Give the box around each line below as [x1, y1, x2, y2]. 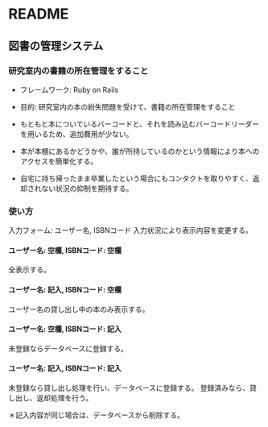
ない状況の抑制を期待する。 [41, 183, 134, 193]
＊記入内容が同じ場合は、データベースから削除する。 [8, 410, 185, 420]
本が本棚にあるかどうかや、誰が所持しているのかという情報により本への [19, 146, 260, 155]
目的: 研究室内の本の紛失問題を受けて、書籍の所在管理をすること [19, 102, 236, 111]
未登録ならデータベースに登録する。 [8, 343, 129, 353]
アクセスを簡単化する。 [19, 156, 98, 166]
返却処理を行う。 [35, 392, 93, 403]
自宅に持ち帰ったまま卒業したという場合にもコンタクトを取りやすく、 [19, 173, 254, 183]
